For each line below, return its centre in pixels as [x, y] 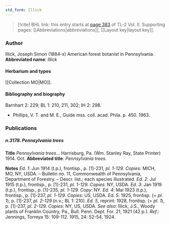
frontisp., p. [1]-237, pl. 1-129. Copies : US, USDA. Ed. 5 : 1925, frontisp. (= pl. [84, 196]
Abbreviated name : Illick [31, 59]
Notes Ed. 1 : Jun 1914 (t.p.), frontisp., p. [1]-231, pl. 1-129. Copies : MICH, [80, 169]
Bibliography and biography [35, 94]
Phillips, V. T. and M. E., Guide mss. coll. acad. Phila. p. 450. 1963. [81, 115]
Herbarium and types [28, 71]
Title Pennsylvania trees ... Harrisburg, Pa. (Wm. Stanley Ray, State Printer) [83, 153]
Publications [21, 128]
